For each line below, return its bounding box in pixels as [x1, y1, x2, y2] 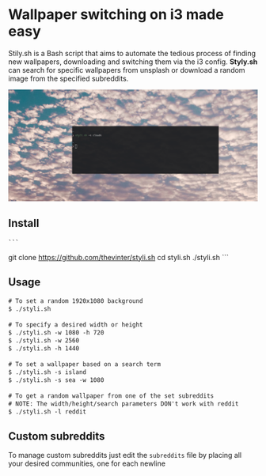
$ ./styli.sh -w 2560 [8, 337, 80, 345]
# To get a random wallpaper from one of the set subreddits [8, 392, 215, 400]
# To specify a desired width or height [8, 321, 144, 329]
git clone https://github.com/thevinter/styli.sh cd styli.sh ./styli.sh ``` [8, 252, 230, 262]
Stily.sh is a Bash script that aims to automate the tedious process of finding [8, 48, 256, 58]
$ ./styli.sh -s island [8, 368, 87, 376]
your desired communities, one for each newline [8, 459, 166, 468]
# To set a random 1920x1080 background [8, 297, 144, 305]
